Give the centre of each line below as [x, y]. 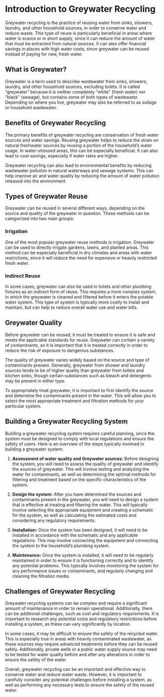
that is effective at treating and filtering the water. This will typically [80, 505]
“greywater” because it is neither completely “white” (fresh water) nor [75, 91]
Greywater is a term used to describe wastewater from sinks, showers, [76, 81]
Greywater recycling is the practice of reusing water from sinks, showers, [79, 23]
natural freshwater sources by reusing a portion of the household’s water [79, 145]
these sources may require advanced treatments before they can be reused [81, 644]
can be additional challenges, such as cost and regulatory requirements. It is [82, 614]
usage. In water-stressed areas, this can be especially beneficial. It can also [82, 151]
